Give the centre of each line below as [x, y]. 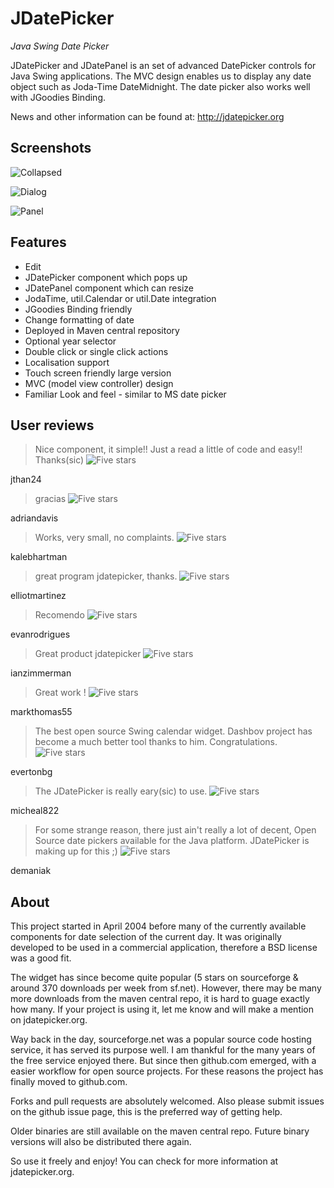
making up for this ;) [76, 851]
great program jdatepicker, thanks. [106, 576]
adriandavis [34, 518]
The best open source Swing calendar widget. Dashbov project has [173, 731]
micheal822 [35, 811]
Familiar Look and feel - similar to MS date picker [125, 394]
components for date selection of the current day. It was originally [146, 937]
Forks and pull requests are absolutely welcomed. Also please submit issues [167, 1101]
